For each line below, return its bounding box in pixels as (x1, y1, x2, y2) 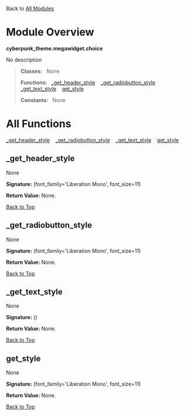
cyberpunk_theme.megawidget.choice (6, 45, 103, 52)
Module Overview (6, 26, 95, 39)
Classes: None (20, 67, 60, 75)
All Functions (6, 117, 71, 131)
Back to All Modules (6, 5, 54, 12)
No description (6, 56, 42, 63)
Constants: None (20, 96, 66, 103)
